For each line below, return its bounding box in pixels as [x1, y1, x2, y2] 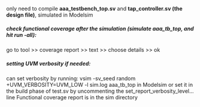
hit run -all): [6, 31, 37, 38]
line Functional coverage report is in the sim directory [6, 93, 138, 100]
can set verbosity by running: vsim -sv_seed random [6, 74, 136, 82]
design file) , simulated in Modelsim [6, 11, 93, 18]
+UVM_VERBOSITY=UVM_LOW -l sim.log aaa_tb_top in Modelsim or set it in [6, 81, 193, 88]
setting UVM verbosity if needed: [6, 59, 91, 67]
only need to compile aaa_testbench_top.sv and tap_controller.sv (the [6, 5, 183, 12]
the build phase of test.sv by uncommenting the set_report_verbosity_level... [6, 87, 194, 95]
